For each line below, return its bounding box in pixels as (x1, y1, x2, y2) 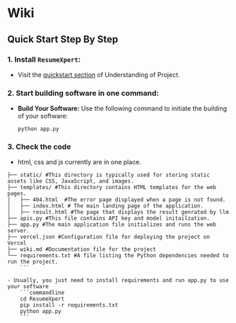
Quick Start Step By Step (7, 33, 119, 45)
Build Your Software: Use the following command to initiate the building (17, 104, 228, 113)
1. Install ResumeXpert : (7, 55, 81, 64)
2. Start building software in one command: (7, 88, 159, 98)
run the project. (7, 259, 59, 266)
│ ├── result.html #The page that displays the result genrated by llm (7, 209, 230, 216)
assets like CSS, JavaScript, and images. (7, 178, 134, 185)
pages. (7, 190, 27, 198)
